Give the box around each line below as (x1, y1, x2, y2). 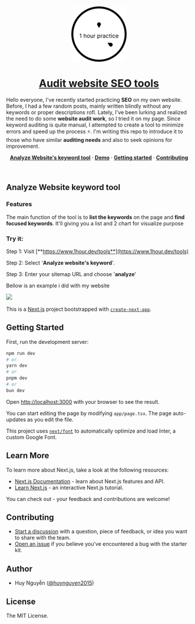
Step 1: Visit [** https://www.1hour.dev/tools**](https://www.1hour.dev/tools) (6, 248, 189, 255)
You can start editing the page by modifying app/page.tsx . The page (6, 410, 172, 417)
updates (6, 416, 27, 423)
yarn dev (6, 363, 28, 369)
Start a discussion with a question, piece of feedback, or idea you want (14, 528, 187, 535)
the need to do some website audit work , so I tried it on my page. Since (6, 115, 181, 122)
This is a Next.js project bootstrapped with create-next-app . (6, 306, 152, 313)
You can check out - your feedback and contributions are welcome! (6, 495, 170, 502)
